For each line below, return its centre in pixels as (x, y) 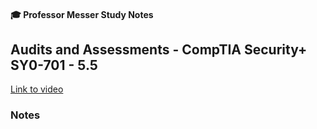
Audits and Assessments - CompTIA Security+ (159, 49)
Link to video (37, 89)
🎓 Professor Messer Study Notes (82, 14)
